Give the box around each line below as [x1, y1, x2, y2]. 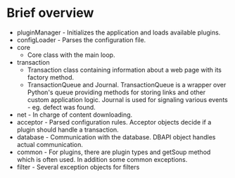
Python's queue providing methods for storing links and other [27, 88, 205, 96]
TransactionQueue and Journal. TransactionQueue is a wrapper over [27, 80, 227, 89]
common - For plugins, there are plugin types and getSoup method [16, 148, 211, 156]
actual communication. [16, 140, 84, 148]
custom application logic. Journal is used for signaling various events [27, 95, 228, 103]
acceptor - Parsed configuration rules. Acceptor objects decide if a [16, 117, 212, 126]
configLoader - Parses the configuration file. [16, 35, 146, 44]
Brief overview [6, 5, 94, 21]
